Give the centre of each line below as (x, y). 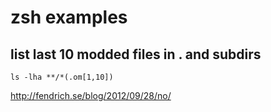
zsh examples (69, 17)
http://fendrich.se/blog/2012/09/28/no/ (91, 95)
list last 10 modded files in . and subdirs (136, 54)
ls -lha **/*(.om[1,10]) (62, 77)
